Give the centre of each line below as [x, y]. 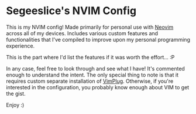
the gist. [16, 93]
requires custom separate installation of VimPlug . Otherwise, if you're [90, 81]
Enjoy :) [15, 105]
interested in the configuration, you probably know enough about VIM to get [98, 87]
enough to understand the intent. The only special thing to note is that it [92, 75]
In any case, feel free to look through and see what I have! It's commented [96, 68]
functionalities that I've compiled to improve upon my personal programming [98, 39]
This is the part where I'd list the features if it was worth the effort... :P [90, 57]
